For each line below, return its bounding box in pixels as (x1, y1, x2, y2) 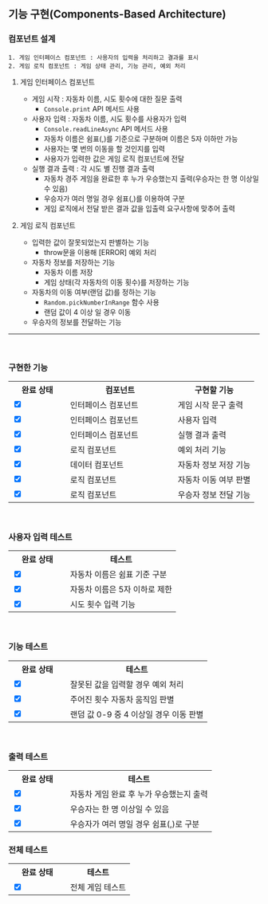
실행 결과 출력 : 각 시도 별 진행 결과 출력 (31, 163, 156, 173)
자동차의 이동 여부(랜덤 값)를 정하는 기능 (31, 287, 157, 297)
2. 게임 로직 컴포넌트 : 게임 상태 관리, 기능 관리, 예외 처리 (8, 62, 186, 70)
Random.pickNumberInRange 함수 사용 (43, 297, 160, 307)
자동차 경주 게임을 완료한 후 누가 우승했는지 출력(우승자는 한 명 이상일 (43, 174, 259, 183)
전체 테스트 (8, 844, 49, 855)
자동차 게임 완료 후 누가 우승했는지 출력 (70, 788, 209, 800)
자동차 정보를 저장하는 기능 (31, 257, 116, 267)
